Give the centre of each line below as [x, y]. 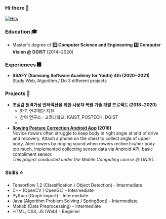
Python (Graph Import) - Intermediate [50, 196]
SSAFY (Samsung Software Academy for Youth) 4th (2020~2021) [81, 75]
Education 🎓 [21, 32]
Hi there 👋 [17, 8]
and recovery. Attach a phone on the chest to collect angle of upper [81, 138]
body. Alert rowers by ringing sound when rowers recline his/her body [83, 144]
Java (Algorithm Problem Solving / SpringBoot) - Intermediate [75, 201]
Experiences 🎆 [23, 65]
